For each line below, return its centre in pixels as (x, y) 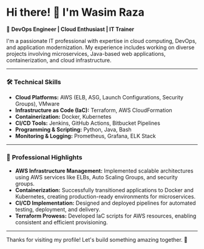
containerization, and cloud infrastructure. (59, 60)
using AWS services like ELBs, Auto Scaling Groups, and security (96, 177)
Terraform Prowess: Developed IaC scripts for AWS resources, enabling (106, 216)
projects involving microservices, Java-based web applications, (86, 53)
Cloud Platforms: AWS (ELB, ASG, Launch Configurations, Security (99, 98)
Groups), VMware (37, 104)
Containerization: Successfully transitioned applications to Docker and (104, 190)
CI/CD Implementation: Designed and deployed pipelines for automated (105, 203)
